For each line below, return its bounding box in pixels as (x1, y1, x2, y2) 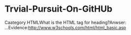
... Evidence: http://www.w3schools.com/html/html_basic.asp (4, 24, 126, 30)
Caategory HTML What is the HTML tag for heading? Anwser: (4, 19, 127, 25)
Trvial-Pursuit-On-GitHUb (4, 3, 112, 15)
